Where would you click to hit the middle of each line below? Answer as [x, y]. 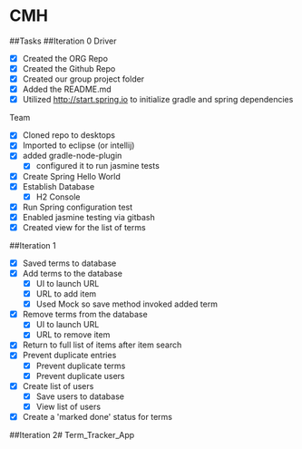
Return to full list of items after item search [102, 345]
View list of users [68, 406]
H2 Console [58, 197]
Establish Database [58, 186]
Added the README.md [67, 89]
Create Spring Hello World [71, 176]
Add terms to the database [73, 273]
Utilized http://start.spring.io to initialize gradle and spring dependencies [158, 100]
